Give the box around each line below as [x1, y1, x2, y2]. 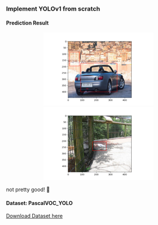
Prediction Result [6, 19, 49, 26]
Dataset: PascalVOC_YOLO [6, 199, 73, 206]
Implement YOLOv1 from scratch [6, 5, 101, 13]
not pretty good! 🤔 [6, 186, 50, 193]
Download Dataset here [6, 213, 63, 220]
